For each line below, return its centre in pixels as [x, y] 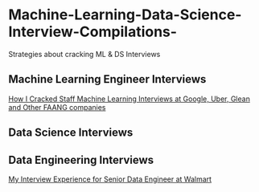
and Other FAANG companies [57, 107]
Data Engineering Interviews [81, 159]
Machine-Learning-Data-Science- [125, 15]
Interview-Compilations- [93, 32]
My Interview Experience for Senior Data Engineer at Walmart [110, 179]
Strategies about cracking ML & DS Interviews [84, 54]
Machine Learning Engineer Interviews [107, 79]
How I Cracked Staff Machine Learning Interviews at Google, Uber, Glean [129, 99]
